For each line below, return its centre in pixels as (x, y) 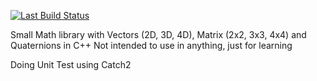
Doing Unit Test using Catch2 (71, 64)
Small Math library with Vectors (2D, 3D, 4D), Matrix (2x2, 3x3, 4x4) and (158, 34)
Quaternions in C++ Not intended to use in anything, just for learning (151, 45)
